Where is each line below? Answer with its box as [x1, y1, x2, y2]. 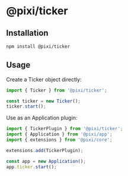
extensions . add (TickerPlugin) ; [6, 147, 84, 153]
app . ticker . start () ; [6, 164, 57, 170]
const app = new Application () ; [6, 158, 86, 164]
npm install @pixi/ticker [6, 43, 70, 49]
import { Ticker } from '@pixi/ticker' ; [6, 87, 108, 93]
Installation [6, 28, 49, 38]
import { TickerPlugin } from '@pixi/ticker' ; [6, 126, 123, 132]
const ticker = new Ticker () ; [6, 98, 81, 104]
